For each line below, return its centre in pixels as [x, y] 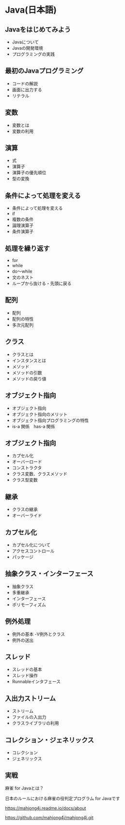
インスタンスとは [29, 361]
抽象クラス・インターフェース [49, 574]
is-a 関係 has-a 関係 [33, 426]
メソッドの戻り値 [29, 378]
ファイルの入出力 [29, 717]
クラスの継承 [25, 509]
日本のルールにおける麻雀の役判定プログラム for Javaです [62, 798]
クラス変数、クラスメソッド [40, 474]
